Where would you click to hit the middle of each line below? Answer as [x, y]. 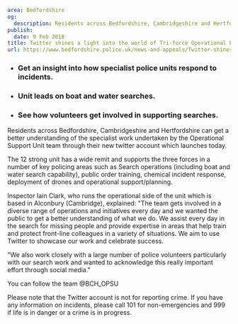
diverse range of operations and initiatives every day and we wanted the [113, 211]
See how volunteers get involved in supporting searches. [118, 115]
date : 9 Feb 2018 [39, 37]
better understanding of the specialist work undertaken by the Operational [116, 138]
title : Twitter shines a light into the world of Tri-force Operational [117, 43]
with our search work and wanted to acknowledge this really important [110, 262]
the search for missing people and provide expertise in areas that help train [117, 226]
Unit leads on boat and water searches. [86, 96]
